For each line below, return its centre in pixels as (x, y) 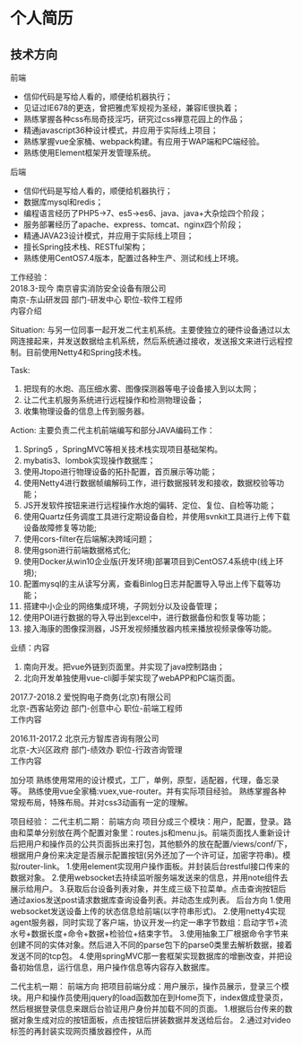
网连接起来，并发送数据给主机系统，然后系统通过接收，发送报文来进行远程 (147, 341)
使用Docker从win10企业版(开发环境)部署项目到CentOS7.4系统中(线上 (149, 561)
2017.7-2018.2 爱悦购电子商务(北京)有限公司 (91, 697)
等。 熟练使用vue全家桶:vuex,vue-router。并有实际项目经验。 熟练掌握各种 (148, 791)
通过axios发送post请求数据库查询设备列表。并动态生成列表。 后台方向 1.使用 (151, 900)
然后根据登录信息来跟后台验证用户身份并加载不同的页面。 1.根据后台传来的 (147, 1009)
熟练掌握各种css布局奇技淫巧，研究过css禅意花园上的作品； (134, 119)
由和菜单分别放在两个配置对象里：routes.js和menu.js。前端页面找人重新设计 (151, 832)
